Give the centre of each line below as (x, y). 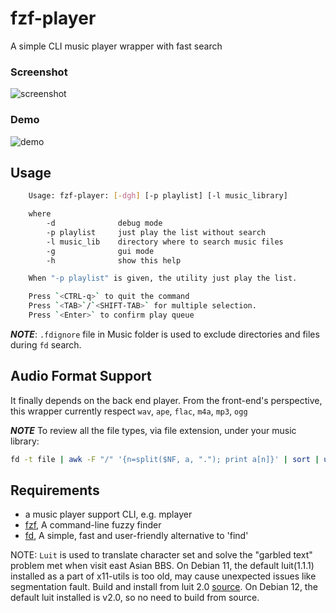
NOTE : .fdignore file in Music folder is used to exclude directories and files (165, 334)
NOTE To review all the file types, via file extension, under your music (153, 430)
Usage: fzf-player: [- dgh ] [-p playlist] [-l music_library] (158, 196)
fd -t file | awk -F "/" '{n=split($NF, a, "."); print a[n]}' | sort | (165, 459)
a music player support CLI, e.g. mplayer (108, 514)
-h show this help (114, 260)
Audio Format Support (81, 376)
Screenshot (39, 72)
